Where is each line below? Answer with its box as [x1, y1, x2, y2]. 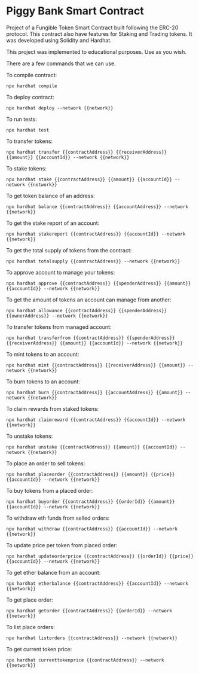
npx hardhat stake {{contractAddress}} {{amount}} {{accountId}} [6, 176, 172, 182]
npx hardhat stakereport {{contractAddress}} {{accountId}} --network [6, 231, 186, 237]
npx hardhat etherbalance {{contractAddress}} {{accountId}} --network [6, 580, 188, 587]
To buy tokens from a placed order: [6, 487, 93, 494]
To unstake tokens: [6, 432, 53, 440]
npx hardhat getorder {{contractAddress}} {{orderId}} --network [6, 608, 172, 614]
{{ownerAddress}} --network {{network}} [6, 313, 109, 319]
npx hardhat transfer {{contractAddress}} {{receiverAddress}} [6, 149, 167, 155]
